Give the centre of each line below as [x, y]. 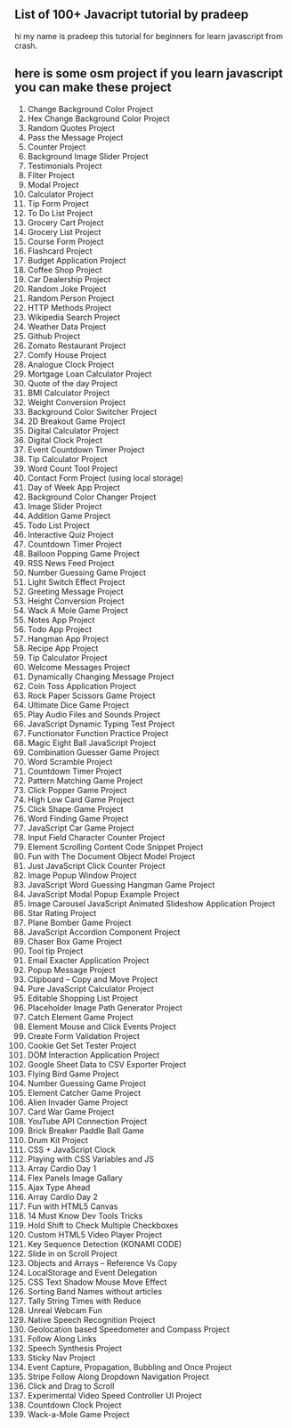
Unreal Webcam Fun [65, 1310]
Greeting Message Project [75, 591]
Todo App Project [60, 629]
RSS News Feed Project [71, 563]
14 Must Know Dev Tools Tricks [85, 1215]
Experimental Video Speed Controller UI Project [115, 1395]
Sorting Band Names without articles [95, 1291]
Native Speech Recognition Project [91, 1319]
